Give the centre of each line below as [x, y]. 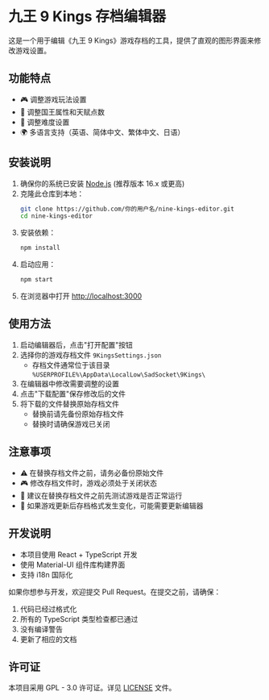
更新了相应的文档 [48, 639]
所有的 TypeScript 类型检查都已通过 [79, 619]
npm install [40, 248]
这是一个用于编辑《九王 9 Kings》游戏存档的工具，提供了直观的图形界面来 [131, 40]
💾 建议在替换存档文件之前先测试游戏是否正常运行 [101, 495]
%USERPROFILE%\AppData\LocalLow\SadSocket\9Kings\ [119, 375]
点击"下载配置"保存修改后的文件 [73, 394]
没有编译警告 [41, 629]
